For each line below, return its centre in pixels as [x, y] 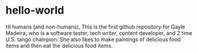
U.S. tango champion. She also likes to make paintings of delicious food [93, 39]
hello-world [35, 10]
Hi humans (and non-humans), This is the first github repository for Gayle [95, 27]
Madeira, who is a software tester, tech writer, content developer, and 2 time [99, 33]
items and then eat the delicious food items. [59, 46]
